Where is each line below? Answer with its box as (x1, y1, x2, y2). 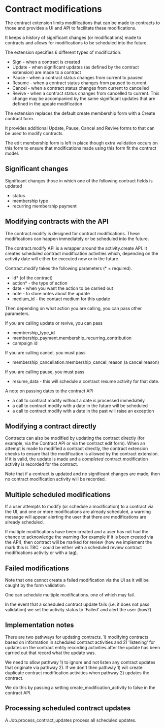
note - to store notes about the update (12, 290, 90, 296)
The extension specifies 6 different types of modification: (5, 49, 122, 55)
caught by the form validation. (5, 583, 66, 588)
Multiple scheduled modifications (5, 490, 111, 499)
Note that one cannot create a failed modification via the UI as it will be (5, 577, 149, 583)
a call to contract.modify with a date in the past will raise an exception (12, 408, 154, 414)
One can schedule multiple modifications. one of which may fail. (5, 592, 135, 597)
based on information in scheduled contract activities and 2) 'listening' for (5, 639, 155, 645)
